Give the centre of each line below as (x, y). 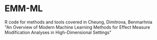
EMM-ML (24, 9)
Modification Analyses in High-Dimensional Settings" (58, 32)
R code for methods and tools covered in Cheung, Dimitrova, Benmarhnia (78, 22)
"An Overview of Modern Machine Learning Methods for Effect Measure (77, 27)
